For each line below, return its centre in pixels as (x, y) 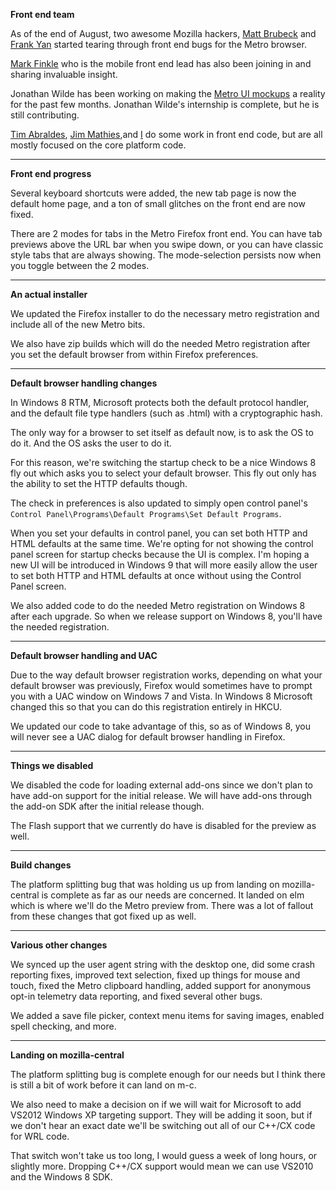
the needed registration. (60, 627)
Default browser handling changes (84, 383)
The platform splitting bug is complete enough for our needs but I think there (168, 1074)
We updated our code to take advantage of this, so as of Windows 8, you (160, 726)
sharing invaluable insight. (64, 74)
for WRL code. (40, 1136)
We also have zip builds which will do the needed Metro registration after (160, 343)
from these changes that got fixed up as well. (103, 916)
